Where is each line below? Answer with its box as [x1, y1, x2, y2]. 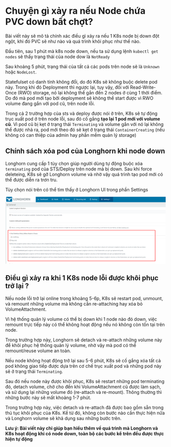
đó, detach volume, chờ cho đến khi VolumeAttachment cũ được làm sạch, [5, 383, 161, 390]
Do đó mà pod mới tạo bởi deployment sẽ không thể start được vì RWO [5, 95, 154, 101]
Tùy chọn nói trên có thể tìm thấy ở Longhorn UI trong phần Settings [5, 186, 149, 192]
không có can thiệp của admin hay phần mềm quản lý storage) [5, 132, 136, 138]
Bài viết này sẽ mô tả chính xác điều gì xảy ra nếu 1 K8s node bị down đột [5, 33, 159, 39]
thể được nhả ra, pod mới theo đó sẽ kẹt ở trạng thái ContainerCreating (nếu [5, 127, 165, 133]
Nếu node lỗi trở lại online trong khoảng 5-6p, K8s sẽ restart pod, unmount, [5, 295, 163, 301]
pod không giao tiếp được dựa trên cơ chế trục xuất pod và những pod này [5, 363, 162, 369]
